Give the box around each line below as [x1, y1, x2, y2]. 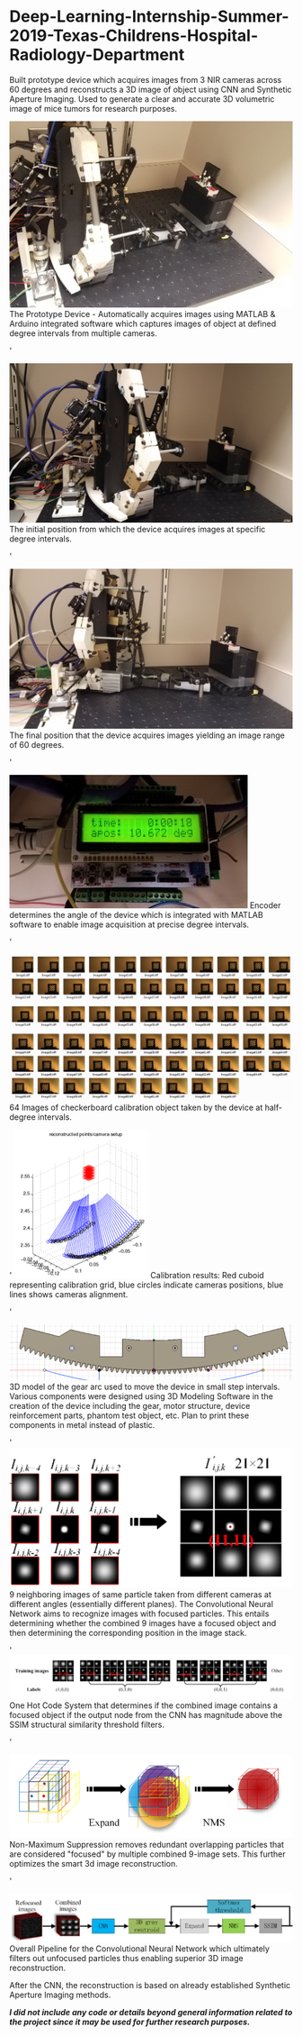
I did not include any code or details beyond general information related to [9, 2007, 293, 2018]
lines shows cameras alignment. [9, 1288, 129, 1299]
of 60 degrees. [9, 739, 65, 750]
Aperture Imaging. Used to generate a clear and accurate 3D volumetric [9, 93, 275, 105]
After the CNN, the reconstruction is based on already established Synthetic [9, 1980, 291, 1991]
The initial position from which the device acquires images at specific [9, 524, 266, 535]
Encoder [249, 899, 281, 911]
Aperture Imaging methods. [9, 1989, 111, 2001]
